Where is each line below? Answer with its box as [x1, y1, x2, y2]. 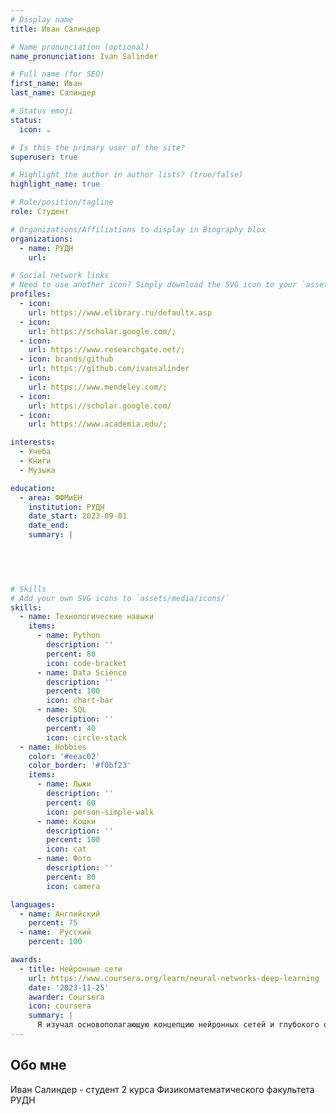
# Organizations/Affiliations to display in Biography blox [10, 224, 267, 235]
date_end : [28, 521, 70, 531]
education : [10, 483, 56, 493]
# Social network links [10, 271, 110, 281]
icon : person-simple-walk [46, 807, 155, 817]
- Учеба [19, 447, 52, 457]
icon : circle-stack [46, 732, 128, 743]
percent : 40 [46, 723, 97, 733]
